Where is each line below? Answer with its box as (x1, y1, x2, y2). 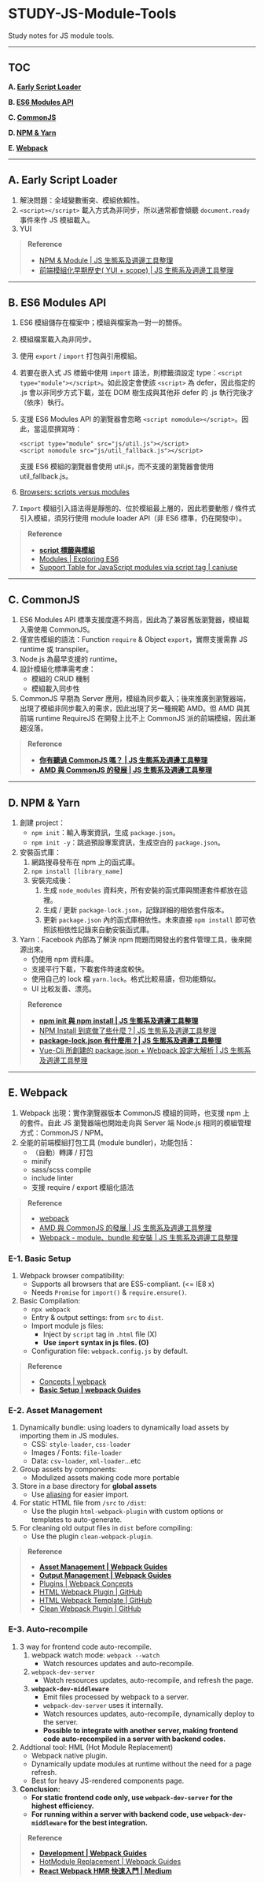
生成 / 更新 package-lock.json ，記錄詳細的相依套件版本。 (42, 905, 229, 915)
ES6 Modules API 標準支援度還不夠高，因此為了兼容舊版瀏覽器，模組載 (19, 615, 250, 625)
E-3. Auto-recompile (8, 1624, 88, 1635)
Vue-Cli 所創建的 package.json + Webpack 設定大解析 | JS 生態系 (38, 1046, 251, 1055)
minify (31, 1156, 52, 1165)
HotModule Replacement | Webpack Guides (38, 1856, 181, 1866)
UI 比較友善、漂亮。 (31, 984, 96, 994)
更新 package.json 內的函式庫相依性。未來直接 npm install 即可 (42, 915, 249, 924)
